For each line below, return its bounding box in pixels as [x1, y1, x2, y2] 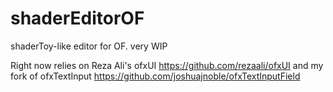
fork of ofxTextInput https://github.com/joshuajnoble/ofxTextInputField [10, 70, 301, 82]
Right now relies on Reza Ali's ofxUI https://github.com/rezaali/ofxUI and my [10, 59, 324, 71]
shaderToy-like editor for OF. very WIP [10, 40, 168, 52]
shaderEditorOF [10, 7, 145, 30]
